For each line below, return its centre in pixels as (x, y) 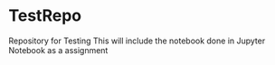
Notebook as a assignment (58, 50)
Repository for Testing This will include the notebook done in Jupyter (137, 41)
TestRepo (45, 16)
